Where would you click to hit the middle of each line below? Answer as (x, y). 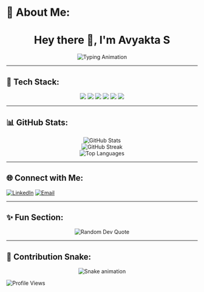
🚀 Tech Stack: (33, 82)
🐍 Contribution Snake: (49, 256)
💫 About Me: (38, 12)
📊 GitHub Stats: (37, 123)
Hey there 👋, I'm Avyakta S (102, 40)
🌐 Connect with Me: (45, 178)
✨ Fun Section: (35, 217)
